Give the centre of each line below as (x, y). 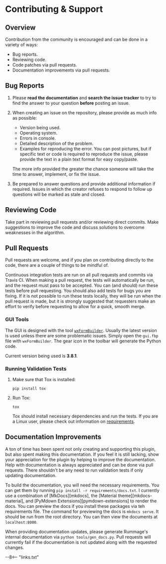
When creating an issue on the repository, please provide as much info (84, 112)
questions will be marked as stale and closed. (59, 194)
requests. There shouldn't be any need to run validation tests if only (74, 470)
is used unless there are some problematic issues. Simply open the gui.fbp (82, 335)
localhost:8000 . (22, 522)
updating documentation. (31, 475)
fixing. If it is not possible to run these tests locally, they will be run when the (83, 296)
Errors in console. (38, 138)
